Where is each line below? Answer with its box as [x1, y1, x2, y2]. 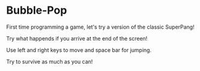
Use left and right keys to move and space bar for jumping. [6, 46, 152, 54]
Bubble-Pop [6, 4, 67, 17]
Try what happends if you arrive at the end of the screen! [6, 35, 148, 42]
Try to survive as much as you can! [6, 58, 93, 65]
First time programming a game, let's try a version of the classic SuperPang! [6, 23, 195, 30]
